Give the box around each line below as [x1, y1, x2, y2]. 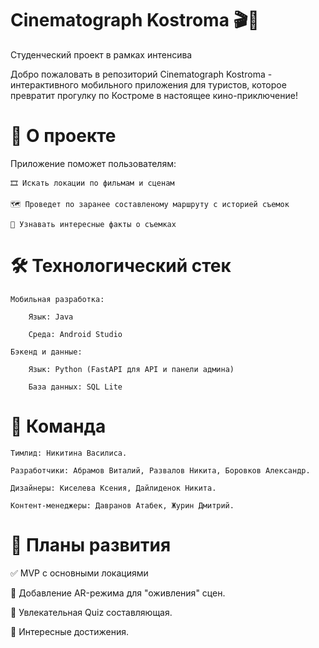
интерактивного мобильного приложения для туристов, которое [10, 78, 287, 91]
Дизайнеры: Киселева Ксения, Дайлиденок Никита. [10, 483, 217, 493]
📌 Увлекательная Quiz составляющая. [10, 606, 173, 618]
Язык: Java [28, 312, 74, 322]
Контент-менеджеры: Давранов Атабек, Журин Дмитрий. [10, 500, 235, 511]
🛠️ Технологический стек [10, 255, 232, 277]
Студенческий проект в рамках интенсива [10, 48, 193, 61]
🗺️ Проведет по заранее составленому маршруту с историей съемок [10, 199, 290, 209]
